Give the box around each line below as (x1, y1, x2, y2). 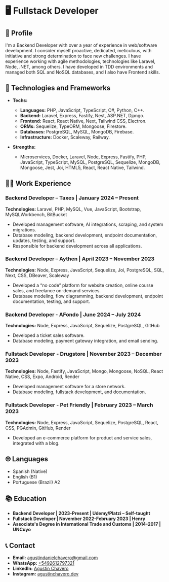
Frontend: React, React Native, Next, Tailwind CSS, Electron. (20, 118, 147, 124)
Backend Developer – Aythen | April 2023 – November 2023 (5, 255, 155, 262)
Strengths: (12, 144, 36, 150)
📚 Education (5, 494, 47, 503)
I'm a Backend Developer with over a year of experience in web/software (5, 42, 157, 48)
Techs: (12, 97, 28, 103)
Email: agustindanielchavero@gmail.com (12, 555, 98, 561)
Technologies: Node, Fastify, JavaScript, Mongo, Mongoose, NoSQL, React (5, 368, 163, 374)
